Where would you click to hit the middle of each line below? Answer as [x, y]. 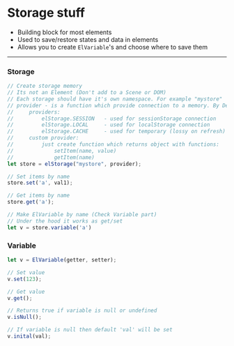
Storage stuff [46, 13]
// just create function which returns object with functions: [113, 144]
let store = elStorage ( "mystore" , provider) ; [74, 164]
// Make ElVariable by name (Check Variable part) [82, 215]
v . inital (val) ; [29, 336]
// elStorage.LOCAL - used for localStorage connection [109, 125]
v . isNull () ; [24, 317]
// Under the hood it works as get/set [65, 221]
